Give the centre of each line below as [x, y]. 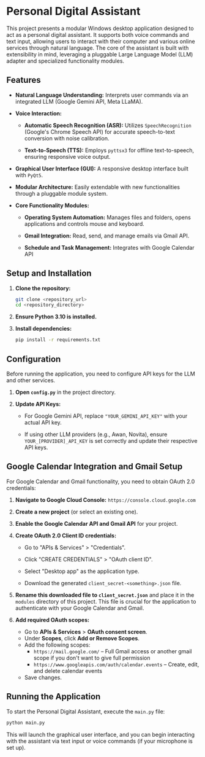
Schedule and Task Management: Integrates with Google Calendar [109, 247]
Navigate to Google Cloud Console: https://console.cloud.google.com [105, 500]
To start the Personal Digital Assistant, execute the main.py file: [86, 711]
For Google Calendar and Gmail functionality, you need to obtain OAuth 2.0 [101, 481]
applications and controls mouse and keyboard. [84, 224]
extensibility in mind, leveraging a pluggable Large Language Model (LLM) [100, 54]
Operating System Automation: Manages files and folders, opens [107, 217]
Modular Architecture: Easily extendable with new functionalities [98, 187]
